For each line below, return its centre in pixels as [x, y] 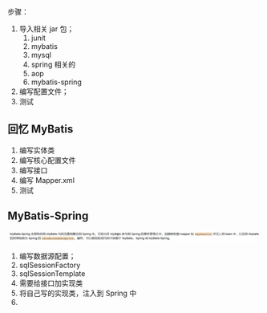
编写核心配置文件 [47, 160]
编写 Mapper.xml [47, 180]
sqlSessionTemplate [52, 274]
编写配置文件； [44, 91]
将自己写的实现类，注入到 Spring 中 [78, 293]
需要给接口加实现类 [51, 283]
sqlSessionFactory [50, 265]
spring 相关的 [53, 64]
